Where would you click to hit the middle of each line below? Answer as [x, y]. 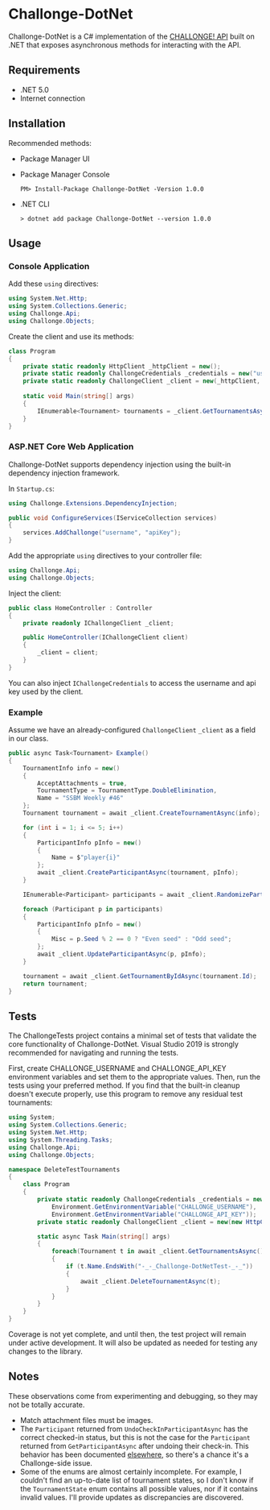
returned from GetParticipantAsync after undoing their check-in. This [134, 1446]
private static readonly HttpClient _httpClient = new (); [122, 366]
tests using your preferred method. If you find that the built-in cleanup [124, 1085]
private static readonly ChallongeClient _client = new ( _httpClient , [142, 381]
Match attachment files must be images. [86, 1420]
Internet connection [53, 98]
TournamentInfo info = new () [72, 768]
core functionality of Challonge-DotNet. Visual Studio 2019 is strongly [124, 1044]
